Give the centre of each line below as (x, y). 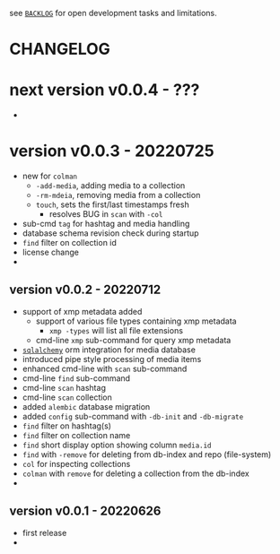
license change (50, 252)
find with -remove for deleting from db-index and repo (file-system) (147, 454)
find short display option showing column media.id (117, 445)
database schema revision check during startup (110, 233)
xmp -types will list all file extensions (116, 330)
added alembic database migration (86, 406)
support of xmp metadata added (82, 311)
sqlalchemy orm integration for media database (109, 350)
